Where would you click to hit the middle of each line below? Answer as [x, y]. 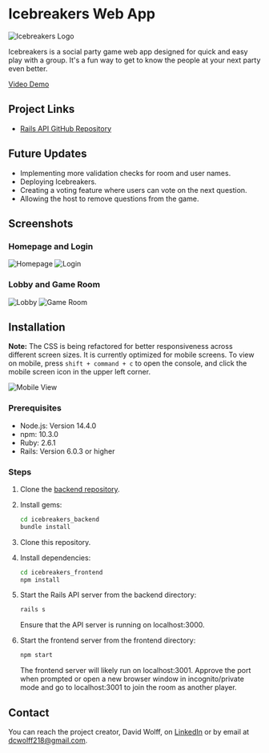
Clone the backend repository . [70, 489]
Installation [37, 327]
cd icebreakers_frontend [61, 572]
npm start [36, 655]
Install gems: [41, 504]
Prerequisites [35, 408]
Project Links [42, 109]
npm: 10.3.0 [39, 434]
